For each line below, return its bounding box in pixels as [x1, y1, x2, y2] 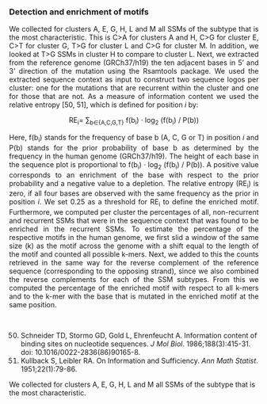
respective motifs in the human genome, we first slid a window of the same [9, 233, 259, 242]
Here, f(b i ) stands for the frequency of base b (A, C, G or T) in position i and [9, 133, 259, 144]
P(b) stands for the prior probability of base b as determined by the [9, 143, 259, 152]
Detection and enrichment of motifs [9, 6, 149, 17]
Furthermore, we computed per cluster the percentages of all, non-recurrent [9, 208, 259, 217]
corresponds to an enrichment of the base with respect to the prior [9, 170, 259, 180]
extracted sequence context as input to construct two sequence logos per [9, 74, 259, 85]
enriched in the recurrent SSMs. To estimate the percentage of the [9, 224, 259, 234]
